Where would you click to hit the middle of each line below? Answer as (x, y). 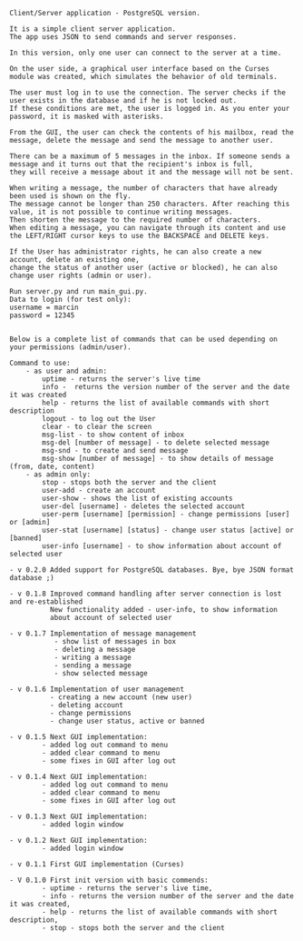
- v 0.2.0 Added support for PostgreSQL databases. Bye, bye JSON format (152, 570)
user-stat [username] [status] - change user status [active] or (168, 530)
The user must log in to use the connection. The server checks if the (147, 93)
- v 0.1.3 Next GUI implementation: (78, 816)
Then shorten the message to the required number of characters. (135, 220)
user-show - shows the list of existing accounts (137, 498)
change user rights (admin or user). (81, 275)
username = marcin (44, 307)
